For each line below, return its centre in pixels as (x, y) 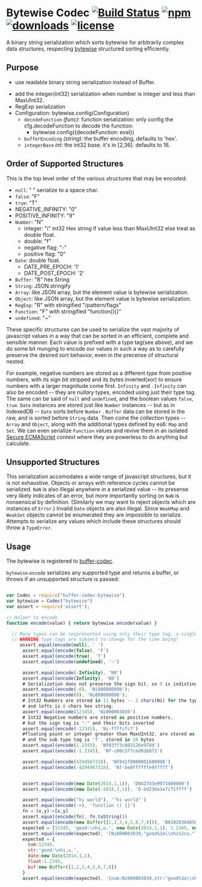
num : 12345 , (41, 845)
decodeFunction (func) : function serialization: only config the (98, 119)
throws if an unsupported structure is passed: (63, 579)
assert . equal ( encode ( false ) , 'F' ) (66, 651)
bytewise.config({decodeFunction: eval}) (84, 132)
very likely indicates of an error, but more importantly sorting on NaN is (93, 496)
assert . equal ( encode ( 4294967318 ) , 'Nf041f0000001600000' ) (96, 762)
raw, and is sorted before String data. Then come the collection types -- (96, 417)
